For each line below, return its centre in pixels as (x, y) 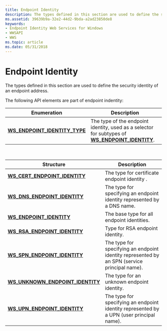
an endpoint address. (27, 91)
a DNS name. (120, 206)
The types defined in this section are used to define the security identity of (82, 85)
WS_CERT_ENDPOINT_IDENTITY (47, 176)
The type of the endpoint (119, 121)
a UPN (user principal (130, 315)
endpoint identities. (127, 220)
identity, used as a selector (122, 127)
